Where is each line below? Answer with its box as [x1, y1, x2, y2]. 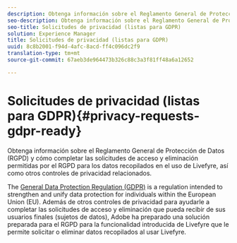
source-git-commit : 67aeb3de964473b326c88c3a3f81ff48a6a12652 [7, 57, 194, 64]
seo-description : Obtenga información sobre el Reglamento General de [7, 17, 219, 24]
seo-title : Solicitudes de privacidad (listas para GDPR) [7, 23, 181, 30]
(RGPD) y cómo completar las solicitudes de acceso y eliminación [7, 153, 199, 162]
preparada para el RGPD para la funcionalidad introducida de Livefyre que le [7, 220, 229, 228]
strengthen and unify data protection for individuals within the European [7, 190, 217, 198]
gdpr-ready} [7, 123, 83, 138]
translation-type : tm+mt [7, 50, 80, 57]
